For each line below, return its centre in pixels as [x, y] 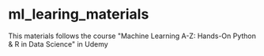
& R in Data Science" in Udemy [58, 44]
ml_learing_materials [79, 14]
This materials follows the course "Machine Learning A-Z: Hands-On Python [132, 36]
